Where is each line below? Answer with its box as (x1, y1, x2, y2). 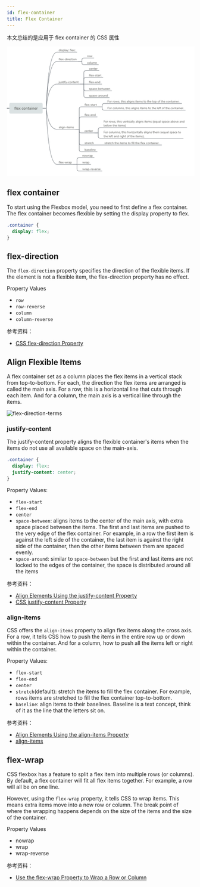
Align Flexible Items (7, 357, 82, 367)
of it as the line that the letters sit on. (15, 707, 106, 714)
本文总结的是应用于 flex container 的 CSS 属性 (7, 33, 120, 41)
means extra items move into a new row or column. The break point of (7, 801, 179, 808)
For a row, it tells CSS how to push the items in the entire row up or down (7, 633, 185, 641)
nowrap (15, 837, 35, 844)
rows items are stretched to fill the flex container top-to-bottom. (15, 694, 172, 701)
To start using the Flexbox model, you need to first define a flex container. (7, 203, 188, 211)
